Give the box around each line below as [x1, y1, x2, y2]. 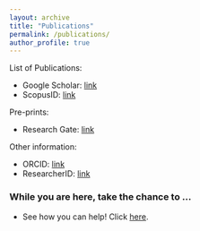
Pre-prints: [9, 107, 49, 117]
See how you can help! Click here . [22, 211, 149, 222]
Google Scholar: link [22, 80, 98, 90]
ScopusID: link [22, 90, 76, 100]
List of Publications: [9, 63, 83, 73]
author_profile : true [9, 38, 91, 47]
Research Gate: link [22, 124, 95, 135]
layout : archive [9, 13, 70, 22]
